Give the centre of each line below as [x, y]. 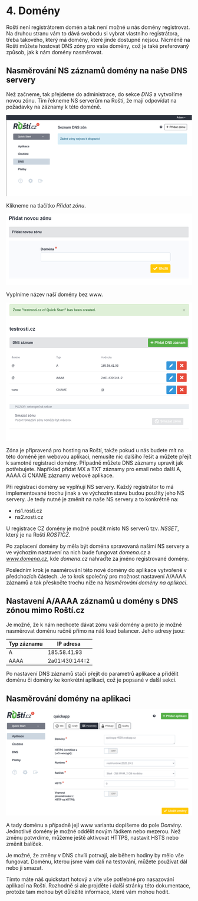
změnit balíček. [24, 844]
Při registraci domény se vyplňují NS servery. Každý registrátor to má [90, 486]
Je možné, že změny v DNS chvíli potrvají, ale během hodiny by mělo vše [95, 855]
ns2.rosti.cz [29, 517]
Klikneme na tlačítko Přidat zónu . [46, 206]
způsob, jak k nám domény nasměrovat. [55, 52]
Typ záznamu [26, 644]
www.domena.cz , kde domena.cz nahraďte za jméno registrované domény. [98, 558]
